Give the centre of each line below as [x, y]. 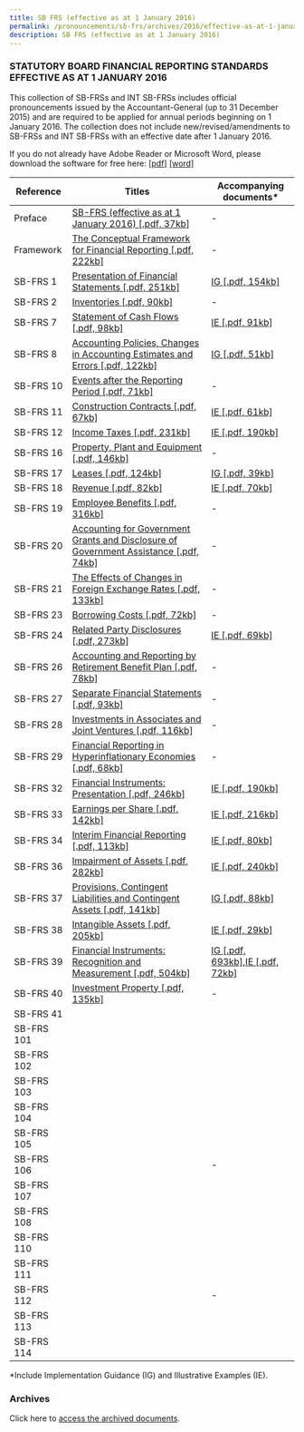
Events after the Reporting [128, 380]
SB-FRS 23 [38, 615]
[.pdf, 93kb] [98, 704]
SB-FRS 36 [38, 866]
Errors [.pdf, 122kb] [115, 365]
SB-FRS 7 [35, 322]
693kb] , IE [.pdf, [245, 961]
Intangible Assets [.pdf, [121, 924]
